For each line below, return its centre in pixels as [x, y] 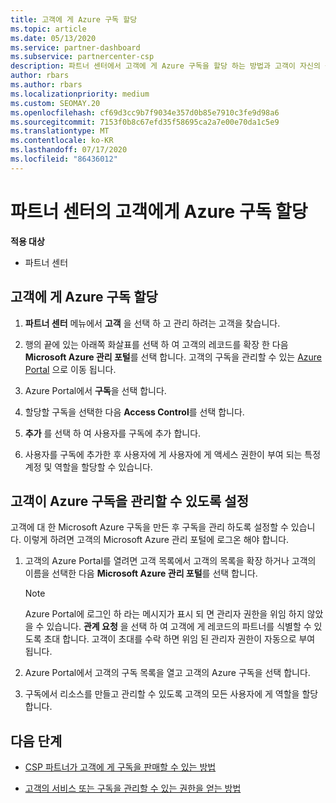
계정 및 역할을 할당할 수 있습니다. [88, 467]
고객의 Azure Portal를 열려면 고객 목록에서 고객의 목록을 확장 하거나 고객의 [170, 561]
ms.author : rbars [46, 85]
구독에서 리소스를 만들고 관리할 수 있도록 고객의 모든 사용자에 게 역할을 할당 [171, 694]
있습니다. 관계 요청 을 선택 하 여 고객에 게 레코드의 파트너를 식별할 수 [179, 627]
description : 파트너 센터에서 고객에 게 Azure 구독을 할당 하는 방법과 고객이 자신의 [165, 66]
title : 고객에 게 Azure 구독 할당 [74, 19]
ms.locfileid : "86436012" [64, 159]
